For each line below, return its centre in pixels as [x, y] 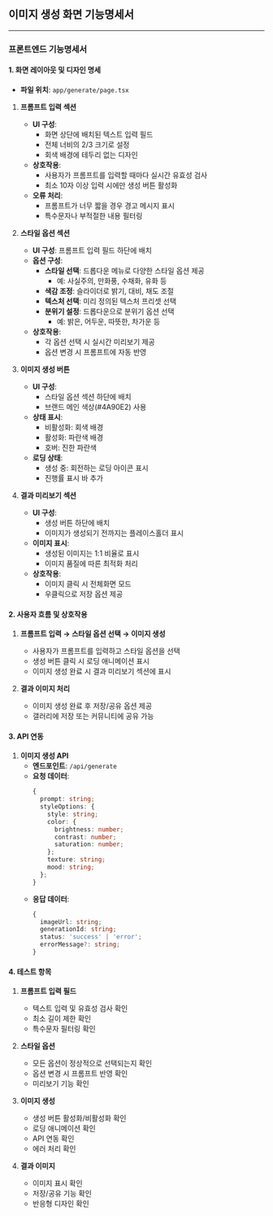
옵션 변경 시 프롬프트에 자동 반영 [95, 351]
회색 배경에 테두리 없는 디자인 [91, 155]
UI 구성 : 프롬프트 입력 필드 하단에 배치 [92, 250]
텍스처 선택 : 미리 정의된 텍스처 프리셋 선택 [110, 301]
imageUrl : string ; [71, 922]
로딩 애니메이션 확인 [64, 1128]
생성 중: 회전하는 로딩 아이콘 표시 [96, 468]
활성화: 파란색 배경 [74, 437]
